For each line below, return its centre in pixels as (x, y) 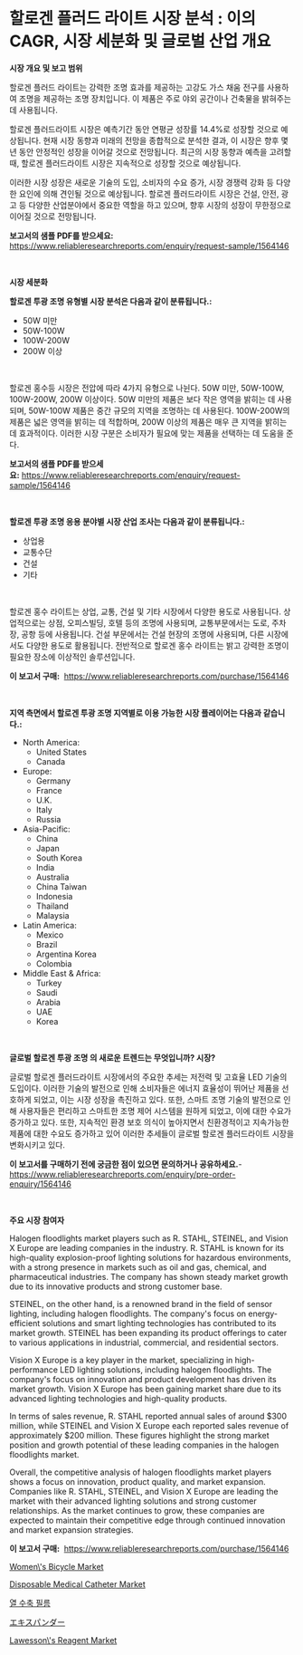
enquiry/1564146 (41, 1184)
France (49, 790)
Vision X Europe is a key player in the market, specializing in (121, 1360)
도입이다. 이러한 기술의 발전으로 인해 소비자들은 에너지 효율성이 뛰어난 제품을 (145, 1088)
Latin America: (49, 925)
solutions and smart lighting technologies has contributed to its (159, 1323)
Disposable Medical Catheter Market (78, 1584)
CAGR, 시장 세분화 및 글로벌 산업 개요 (140, 41)
